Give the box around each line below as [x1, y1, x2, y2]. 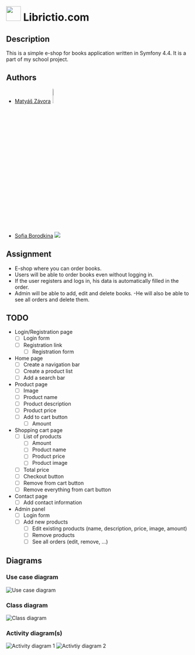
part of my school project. [6, 56, 69, 63]
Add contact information [23, 499, 83, 506]
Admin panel [14, 505, 46, 512]
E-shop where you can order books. [14, 265, 102, 272]
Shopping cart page [14, 427, 63, 434]
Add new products [23, 518, 69, 525]
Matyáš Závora [14, 97, 51, 104]
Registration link [23, 341, 63, 349]
